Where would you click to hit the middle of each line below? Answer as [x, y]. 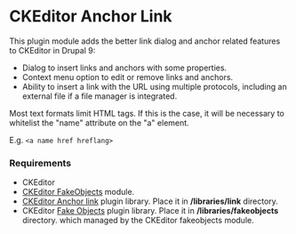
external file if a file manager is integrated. [100, 96]
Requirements [40, 163]
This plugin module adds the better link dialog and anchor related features [145, 41]
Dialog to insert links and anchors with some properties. [124, 68]
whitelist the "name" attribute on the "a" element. [99, 123]
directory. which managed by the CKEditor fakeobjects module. [138, 221]
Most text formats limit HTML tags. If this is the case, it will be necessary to [147, 113]
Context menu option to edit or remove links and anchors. [128, 77]
